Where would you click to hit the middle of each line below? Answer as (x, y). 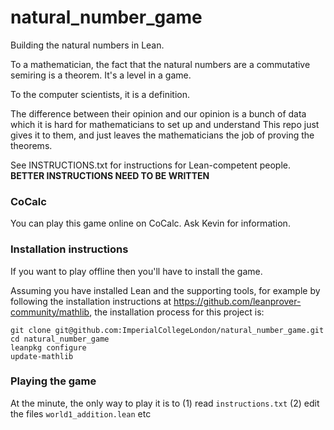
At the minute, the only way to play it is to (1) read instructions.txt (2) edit (165, 403)
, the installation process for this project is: (177, 312)
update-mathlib (42, 356)
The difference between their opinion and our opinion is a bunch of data (158, 113)
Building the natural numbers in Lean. (87, 45)
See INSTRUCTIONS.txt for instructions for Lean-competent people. (150, 165)
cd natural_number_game (60, 339)
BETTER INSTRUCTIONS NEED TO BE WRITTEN (110, 175)
